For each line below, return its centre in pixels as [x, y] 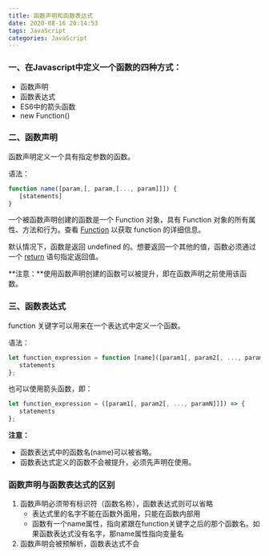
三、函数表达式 [37, 306]
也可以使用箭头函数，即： [50, 389]
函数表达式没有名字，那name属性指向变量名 [111, 534]
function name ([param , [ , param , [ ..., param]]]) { [93, 189]
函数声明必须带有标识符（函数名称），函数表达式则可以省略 [116, 504]
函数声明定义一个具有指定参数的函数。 [71, 156]
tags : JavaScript [37, 30]
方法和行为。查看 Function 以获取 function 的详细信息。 [114, 230]
